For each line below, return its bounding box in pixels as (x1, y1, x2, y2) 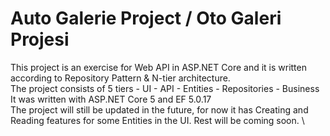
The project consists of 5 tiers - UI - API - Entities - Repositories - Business (10, 82, 320, 94)
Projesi (10, 28, 70, 51)
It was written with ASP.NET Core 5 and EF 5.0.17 (10, 93, 212, 105)
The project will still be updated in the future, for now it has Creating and (10, 103, 309, 116)
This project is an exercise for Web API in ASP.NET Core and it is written (10, 61, 307, 73)
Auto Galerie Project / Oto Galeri (10, 7, 282, 30)
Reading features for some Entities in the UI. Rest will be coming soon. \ (10, 114, 305, 126)
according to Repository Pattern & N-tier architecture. (10, 72, 231, 84)
